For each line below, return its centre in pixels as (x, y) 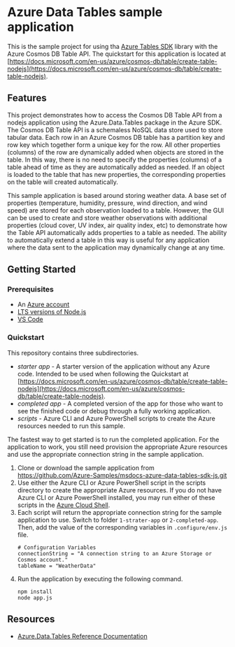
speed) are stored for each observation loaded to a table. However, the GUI (116, 210)
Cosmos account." (43, 560)
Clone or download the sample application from (86, 468)
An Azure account (43, 304)
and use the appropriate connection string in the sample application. (106, 454)
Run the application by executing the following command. (100, 578)
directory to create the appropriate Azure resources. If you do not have (120, 490)
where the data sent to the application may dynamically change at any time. (116, 247)
